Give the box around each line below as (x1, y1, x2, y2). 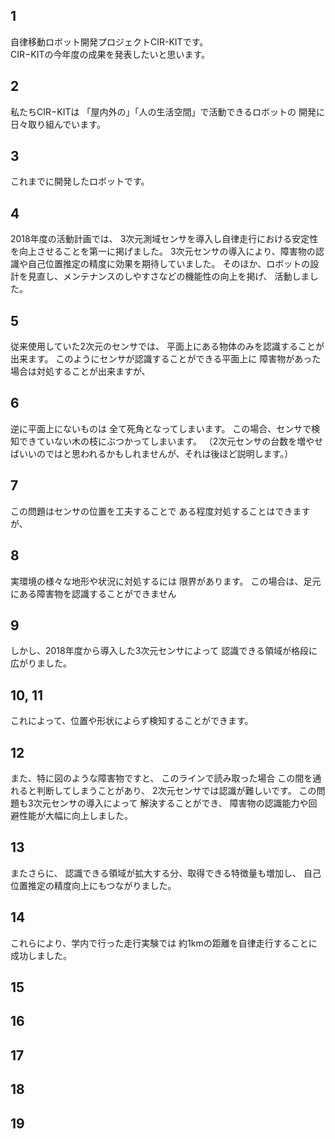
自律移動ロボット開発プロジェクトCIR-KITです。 (10, 35, 209, 48)
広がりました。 (10, 657, 72, 669)
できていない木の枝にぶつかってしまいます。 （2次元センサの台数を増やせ (18, 435, 324, 447)
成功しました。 (10, 949, 72, 961)
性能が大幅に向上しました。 (18, 809, 133, 821)
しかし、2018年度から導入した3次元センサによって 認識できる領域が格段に (10, 645, 318, 657)
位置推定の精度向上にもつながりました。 (10, 879, 177, 891)
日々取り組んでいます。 (10, 118, 106, 130)
